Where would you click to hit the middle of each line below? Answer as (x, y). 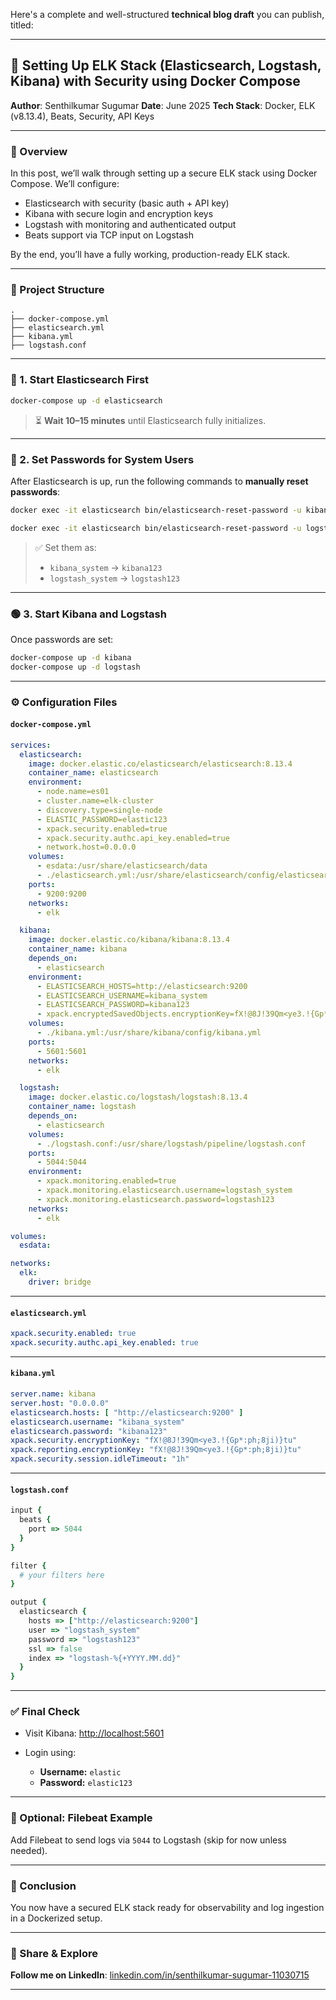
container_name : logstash (82, 1107)
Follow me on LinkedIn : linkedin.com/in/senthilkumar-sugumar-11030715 (160, 1975)
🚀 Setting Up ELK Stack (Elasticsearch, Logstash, (166, 65)
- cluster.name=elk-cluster (95, 801)
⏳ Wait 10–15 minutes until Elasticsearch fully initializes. (150, 420)
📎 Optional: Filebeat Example (81, 1818)
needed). (29, 1850)
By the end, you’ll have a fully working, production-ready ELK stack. (150, 255)
